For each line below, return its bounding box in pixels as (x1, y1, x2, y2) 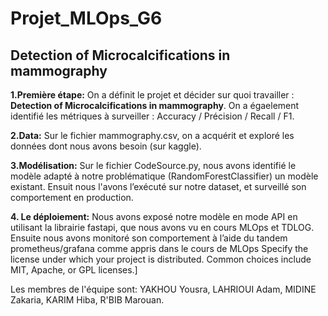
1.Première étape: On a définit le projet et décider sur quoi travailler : (10, 89, 295, 101)
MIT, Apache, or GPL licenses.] (10, 264, 138, 276)
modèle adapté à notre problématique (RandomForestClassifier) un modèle (10, 170, 319, 182)
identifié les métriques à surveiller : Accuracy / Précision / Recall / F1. (10, 110, 295, 122)
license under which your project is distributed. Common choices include (10, 253, 312, 265)
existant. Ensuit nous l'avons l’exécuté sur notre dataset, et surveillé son (10, 181, 307, 192)
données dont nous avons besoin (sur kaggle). (10, 140, 202, 152)
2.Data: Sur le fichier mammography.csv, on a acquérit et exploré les (10, 130, 295, 141)
